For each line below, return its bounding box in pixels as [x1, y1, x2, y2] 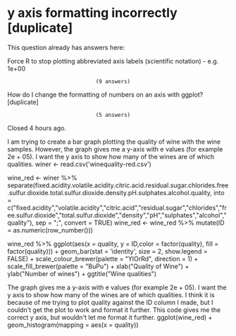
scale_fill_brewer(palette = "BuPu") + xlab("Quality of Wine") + [7, 262, 190, 270]
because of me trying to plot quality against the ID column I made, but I [7, 298, 213, 306]
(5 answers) [95, 111, 131, 118]
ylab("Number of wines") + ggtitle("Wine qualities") [7, 269, 157, 278]
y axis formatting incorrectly [7, 5, 178, 21]
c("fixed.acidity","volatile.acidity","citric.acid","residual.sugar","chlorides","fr [7, 203, 228, 212]
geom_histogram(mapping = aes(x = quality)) [7, 321, 139, 329]
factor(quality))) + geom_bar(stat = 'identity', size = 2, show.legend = [7, 247, 208, 255]
